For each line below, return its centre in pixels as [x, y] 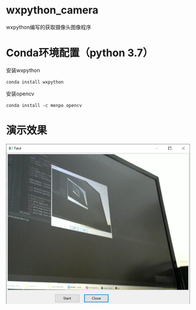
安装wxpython [23, 70]
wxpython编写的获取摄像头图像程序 [49, 27]
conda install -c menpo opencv [44, 105]
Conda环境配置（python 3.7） [80, 53]
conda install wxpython [35, 82]
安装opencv [20, 94]
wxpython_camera [52, 10]
